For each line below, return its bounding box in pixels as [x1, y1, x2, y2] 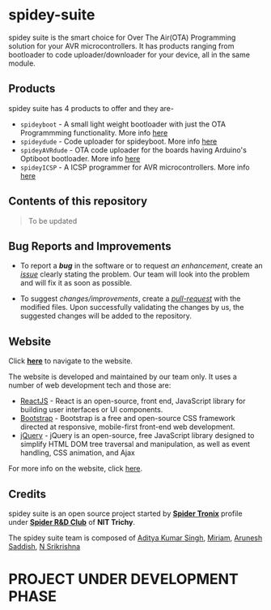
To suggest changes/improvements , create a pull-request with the [19, 294, 241, 303]
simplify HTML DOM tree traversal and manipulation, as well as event [19, 440, 251, 449]
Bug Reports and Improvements [8, 239, 171, 253]
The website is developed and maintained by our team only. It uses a [8, 372, 237, 382]
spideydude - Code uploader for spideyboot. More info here [19, 136, 218, 146]
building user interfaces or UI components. [19, 405, 163, 415]
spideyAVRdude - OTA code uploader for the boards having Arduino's [19, 144, 247, 155]
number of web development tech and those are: [8, 380, 171, 390]
